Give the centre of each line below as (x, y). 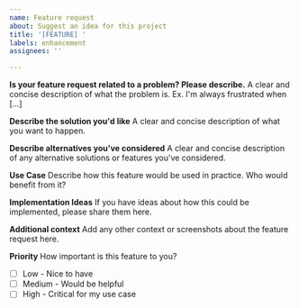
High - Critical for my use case (79, 294)
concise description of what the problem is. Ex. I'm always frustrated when (148, 95)
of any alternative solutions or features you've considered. (118, 158)
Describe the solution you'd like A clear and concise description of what (145, 122)
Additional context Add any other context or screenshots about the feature (149, 230)
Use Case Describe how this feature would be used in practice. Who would (149, 176)
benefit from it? (38, 185)
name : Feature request (52, 18)
